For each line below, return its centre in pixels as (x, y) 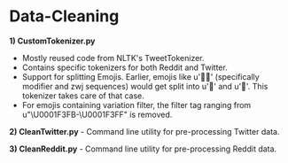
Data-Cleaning (64, 16)
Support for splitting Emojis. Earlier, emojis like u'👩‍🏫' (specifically (140, 76)
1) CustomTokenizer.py (52, 41)
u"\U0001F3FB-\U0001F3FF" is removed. (97, 114)
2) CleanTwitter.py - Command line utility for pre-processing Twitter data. (144, 131)
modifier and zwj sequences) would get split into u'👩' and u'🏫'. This (145, 86)
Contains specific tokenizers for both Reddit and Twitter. (125, 67)
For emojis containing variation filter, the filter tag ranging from (136, 105)
